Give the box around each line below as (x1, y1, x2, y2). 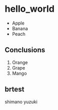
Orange (12, 59, 28, 65)
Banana (12, 25, 28, 31)
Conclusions (5, 46, 45, 54)
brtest (5, 85, 25, 94)
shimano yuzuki (5, 98, 38, 105)
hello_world (5, 3, 55, 15)
